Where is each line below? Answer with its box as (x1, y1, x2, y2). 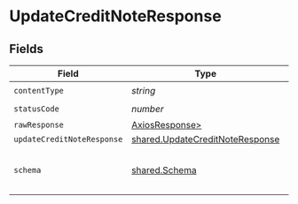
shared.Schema (131, 164, 197, 176)
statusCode (13, 103, 59, 114)
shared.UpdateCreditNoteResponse (131, 133, 280, 145)
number (131, 102, 164, 115)
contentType (13, 86, 65, 95)
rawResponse (13, 120, 65, 130)
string (131, 84, 156, 96)
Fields (9, 42, 44, 57)
